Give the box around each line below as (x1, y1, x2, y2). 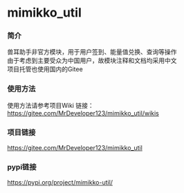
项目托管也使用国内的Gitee (7, 65, 83, 73)
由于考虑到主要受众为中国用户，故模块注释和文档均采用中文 (7, 57, 177, 65)
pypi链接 (7, 163, 37, 172)
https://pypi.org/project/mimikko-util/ (7, 178, 113, 187)
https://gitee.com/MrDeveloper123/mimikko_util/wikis (7, 109, 159, 117)
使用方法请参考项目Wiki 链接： (7, 101, 95, 109)
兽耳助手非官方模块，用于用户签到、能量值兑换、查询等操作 (7, 48, 177, 56)
